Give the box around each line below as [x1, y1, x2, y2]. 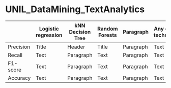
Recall [8, 51, 23, 58]
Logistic [39, 25, 60, 32]
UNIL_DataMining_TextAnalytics [5, 4, 145, 15]
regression [35, 32, 63, 39]
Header [67, 43, 85, 50]
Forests [98, 32, 117, 39]
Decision [69, 28, 91, 35]
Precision [8, 43, 31, 50]
